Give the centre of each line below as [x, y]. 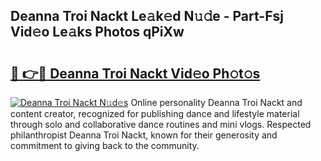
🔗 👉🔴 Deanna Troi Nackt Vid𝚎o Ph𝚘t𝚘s [135, 73]
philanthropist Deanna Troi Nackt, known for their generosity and [144, 135]
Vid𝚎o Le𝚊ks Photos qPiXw [97, 32]
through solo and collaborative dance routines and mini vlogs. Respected [161, 124]
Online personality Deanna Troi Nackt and [216, 102]
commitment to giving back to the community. [105, 145]
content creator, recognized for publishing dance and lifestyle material [155, 113]
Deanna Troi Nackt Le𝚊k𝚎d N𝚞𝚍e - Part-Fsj [147, 16]
